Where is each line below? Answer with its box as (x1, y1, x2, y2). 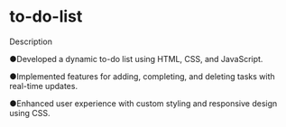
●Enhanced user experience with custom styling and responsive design (9, 97, 278, 109)
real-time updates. (9, 80, 78, 91)
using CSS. (9, 107, 51, 118)
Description (9, 36, 52, 47)
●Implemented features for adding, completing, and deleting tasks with (9, 70, 275, 82)
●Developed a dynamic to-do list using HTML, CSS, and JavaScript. (9, 53, 263, 64)
